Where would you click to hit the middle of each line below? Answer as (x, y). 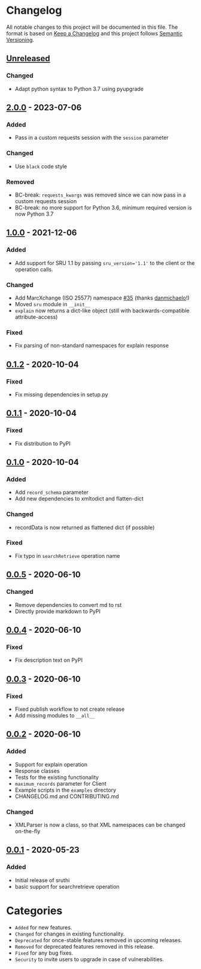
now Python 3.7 (34, 214)
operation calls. (34, 269)
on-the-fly (28, 831)
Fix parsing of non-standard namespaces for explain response (92, 346)
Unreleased (28, 58)
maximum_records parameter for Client (60, 783)
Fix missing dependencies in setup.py (62, 394)
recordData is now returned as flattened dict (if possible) (85, 527)
